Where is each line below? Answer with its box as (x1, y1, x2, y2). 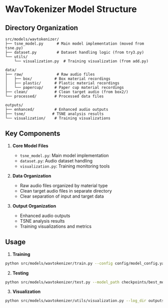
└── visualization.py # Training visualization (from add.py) (14, 59, 149, 64)
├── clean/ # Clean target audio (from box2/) (5, 89, 128, 94)
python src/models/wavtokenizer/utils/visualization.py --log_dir (5, 298, 146, 303)
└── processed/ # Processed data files (5, 94, 104, 99)
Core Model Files (12, 142, 48, 148)
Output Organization (12, 203, 56, 209)
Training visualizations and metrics (19, 223, 91, 229)
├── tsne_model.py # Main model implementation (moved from (5, 41, 144, 46)
